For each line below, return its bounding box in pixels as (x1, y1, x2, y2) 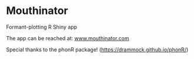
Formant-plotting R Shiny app (6, 23, 78, 30)
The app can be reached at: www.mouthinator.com (6, 34, 129, 41)
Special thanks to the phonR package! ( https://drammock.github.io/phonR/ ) (6, 46, 189, 53)
